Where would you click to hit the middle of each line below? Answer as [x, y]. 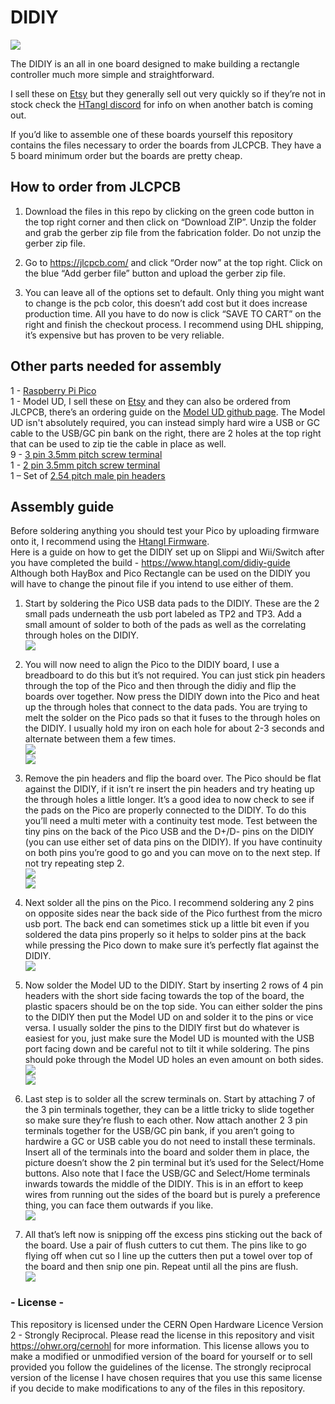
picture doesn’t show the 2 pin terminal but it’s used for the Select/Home [174, 1163]
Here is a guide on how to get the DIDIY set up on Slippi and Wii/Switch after [167, 552]
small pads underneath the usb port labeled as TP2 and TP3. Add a [163, 614]
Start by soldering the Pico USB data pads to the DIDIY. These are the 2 [172, 603]
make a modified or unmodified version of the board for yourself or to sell [161, 1356]
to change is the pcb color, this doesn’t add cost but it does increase [166, 303]
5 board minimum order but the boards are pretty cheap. [126, 155]
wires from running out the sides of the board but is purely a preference [172, 1195]
